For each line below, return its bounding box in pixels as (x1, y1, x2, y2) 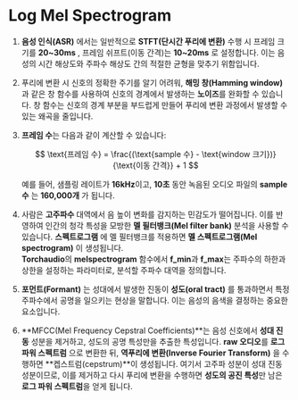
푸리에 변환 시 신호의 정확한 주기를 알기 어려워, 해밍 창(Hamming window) (21, 77, 283, 87)
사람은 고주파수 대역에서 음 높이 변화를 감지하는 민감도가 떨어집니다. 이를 (21, 209, 274, 220)
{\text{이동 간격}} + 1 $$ (112, 160, 199, 171)
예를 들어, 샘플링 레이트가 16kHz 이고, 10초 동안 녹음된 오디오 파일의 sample (21, 179, 288, 189)
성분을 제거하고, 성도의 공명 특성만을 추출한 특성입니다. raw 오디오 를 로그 (30, 336, 286, 346)
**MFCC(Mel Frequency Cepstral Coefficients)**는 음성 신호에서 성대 (21, 325, 275, 336)
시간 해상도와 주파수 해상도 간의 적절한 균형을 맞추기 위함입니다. (37, 58, 260, 69)
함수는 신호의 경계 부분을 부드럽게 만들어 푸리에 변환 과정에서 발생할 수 (42, 99, 288, 110)
